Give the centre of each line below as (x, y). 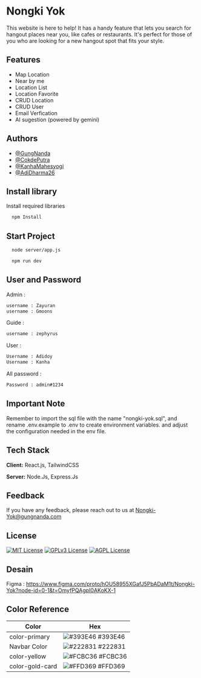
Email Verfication (36, 113)
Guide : (15, 323)
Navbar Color (28, 646)
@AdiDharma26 (35, 172)
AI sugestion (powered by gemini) (57, 119)
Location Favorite (37, 94)
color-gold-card (33, 666)
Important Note (36, 404)
